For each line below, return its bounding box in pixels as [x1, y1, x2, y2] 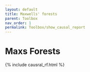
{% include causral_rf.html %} [5, 62, 65, 68]
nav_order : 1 [5, 20, 31, 26]
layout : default [5, 7, 38, 12]
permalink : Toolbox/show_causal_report [5, 25, 86, 30]
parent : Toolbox [5, 16, 38, 21]
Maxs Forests [5, 46, 60, 57]
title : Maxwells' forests [5, 12, 57, 16]
